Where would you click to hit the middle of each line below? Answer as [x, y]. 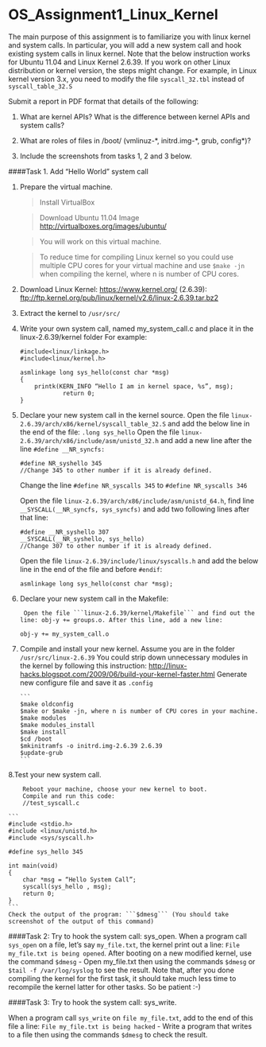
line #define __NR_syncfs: [62, 449]
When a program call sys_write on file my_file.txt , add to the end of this [131, 1018]
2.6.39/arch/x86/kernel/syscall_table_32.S [93, 424]
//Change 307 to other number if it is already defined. [116, 546]
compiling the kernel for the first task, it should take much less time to [122, 978]
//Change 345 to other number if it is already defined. [116, 470]
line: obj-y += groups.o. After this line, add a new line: [121, 620]
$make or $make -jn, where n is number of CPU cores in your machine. [139, 711]
